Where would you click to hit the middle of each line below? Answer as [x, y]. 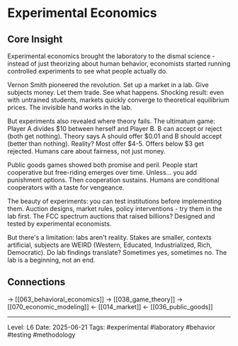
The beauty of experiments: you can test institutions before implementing [114, 201]
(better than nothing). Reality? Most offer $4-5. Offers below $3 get [106, 144]
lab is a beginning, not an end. [51, 260]
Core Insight [35, 39]
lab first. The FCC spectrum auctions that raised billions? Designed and [111, 216]
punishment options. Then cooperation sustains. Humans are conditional [113, 180]
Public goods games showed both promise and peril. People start [103, 165]
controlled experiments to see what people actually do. [87, 71]
